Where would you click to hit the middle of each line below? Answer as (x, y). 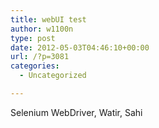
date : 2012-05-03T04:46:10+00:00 (80, 47)
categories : (35, 66)
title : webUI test (48, 19)
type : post (33, 38)
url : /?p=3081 (40, 57)
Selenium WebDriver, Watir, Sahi (76, 112)
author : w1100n (42, 29)
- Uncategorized (53, 76)
